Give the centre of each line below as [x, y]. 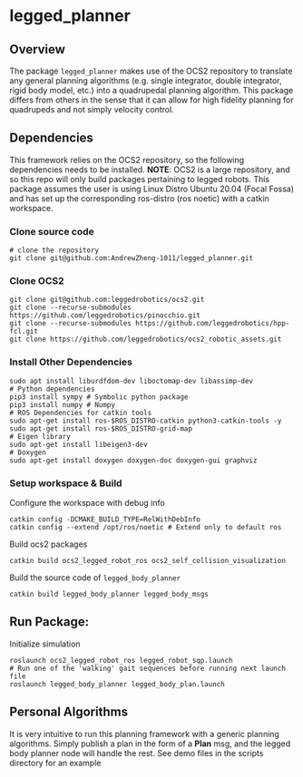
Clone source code [52, 231]
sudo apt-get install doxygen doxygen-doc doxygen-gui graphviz [133, 460]
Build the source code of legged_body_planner [95, 578]
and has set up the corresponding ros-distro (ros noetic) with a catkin [139, 198]
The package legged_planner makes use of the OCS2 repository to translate [151, 71]
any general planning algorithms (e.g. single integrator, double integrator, [146, 81]
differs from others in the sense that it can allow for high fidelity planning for [151, 100]
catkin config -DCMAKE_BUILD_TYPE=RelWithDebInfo [105, 520]
